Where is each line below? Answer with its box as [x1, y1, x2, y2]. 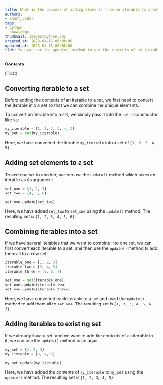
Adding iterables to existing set [5, 320, 101, 328]
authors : [5, 12, 23, 16]
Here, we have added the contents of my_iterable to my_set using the [5, 369, 144, 375]
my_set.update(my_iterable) [5, 361, 62, 366]
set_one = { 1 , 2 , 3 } [5, 186, 47, 191]
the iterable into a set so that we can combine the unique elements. [5, 102, 140, 108]
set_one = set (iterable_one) [5, 277, 64, 283]
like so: [5, 117, 19, 123]
